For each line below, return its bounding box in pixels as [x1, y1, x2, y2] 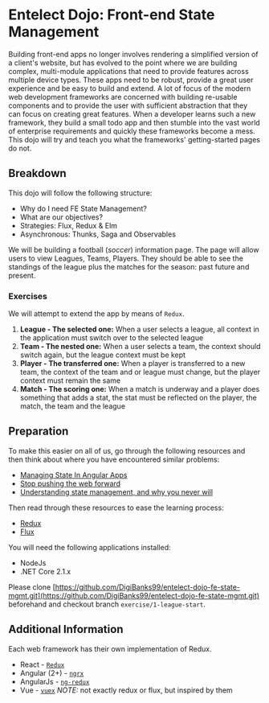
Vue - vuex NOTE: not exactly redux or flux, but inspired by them [19, 685, 233, 695]
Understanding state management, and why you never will [19, 487, 214, 496]
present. [8, 270, 36, 280]
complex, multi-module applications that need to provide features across [8, 66, 249, 76]
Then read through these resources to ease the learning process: [8, 503, 224, 512]
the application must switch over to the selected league [19, 333, 204, 343]
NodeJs [19, 557, 47, 568]
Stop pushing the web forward [19, 479, 121, 488]
